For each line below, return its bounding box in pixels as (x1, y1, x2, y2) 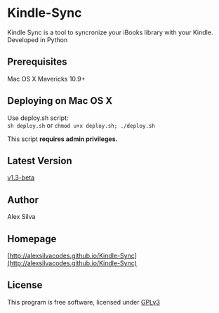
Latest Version (7, 154, 72, 166)
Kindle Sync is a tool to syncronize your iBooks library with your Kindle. (7, 28, 213, 36)
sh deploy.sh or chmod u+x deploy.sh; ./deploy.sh (7, 121, 156, 129)
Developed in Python (7, 35, 68, 44)
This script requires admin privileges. (7, 135, 118, 143)
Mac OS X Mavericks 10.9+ (7, 74, 86, 83)
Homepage (7, 233, 57, 245)
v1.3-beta (7, 173, 35, 182)
